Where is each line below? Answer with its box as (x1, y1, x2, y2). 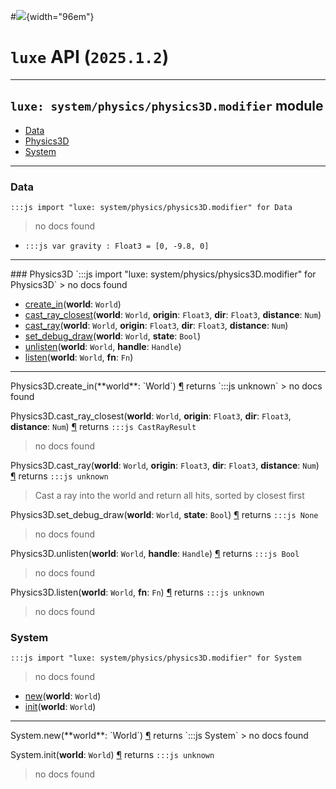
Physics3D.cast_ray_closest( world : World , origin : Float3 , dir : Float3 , (10, 410, 292, 422)
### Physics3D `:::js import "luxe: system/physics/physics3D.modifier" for (10, 268, 317, 280)
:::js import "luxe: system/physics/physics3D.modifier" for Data (10, 203, 293, 213)
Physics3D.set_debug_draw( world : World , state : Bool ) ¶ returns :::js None (10, 509, 319, 521)
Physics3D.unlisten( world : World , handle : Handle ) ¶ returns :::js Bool (10, 548, 300, 560)
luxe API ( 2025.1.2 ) (10, 46, 170, 69)
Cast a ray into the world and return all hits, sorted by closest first (34, 490, 305, 502)
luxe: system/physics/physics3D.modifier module (10, 98, 324, 115)
